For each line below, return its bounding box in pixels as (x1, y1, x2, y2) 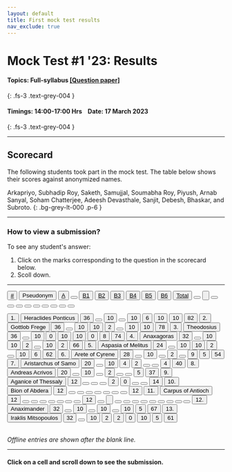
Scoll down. (17, 271, 51, 279)
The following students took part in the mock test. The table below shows (7, 167, 216, 176)
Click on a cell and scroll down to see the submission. (7, 457, 164, 466)
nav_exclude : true (7, 23, 60, 30)
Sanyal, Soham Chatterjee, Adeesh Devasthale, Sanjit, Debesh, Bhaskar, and (7, 195, 224, 204)
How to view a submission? (7, 226, 101, 236)
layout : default (7, 10, 54, 17)
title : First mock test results (7, 17, 100, 24)
